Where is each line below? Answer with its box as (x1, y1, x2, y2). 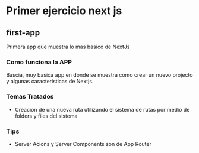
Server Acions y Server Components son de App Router (14, 140, 151, 147)
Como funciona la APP (6, 58, 72, 66)
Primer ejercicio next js (6, 4, 122, 18)
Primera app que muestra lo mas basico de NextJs (6, 43, 130, 50)
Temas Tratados (6, 93, 54, 101)
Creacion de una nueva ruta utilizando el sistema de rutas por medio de (14, 106, 190, 113)
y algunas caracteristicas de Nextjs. (6, 78, 94, 85)
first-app (6, 28, 40, 38)
